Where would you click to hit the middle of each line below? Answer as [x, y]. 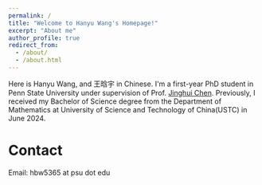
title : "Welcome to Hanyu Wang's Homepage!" [83, 23]
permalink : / [30, 16]
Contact [35, 150]
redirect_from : [33, 45]
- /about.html [39, 61]
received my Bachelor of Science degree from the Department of [115, 101]
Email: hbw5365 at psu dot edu [59, 172]
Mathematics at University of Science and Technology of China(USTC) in [128, 109]
